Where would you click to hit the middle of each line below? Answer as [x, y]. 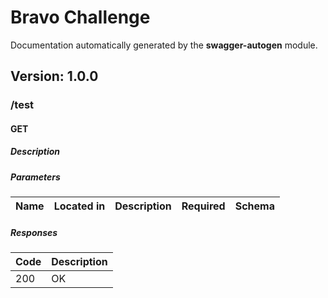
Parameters [35, 177]
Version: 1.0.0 [54, 76]
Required [203, 206]
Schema [254, 206]
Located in [79, 206]
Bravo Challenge [80, 17]
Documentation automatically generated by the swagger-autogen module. [164, 45]
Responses [34, 232]
